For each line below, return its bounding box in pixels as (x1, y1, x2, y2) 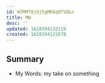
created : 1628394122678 (6, 32, 67, 38)
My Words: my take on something (15, 70, 100, 77)
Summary (6, 54, 44, 64)
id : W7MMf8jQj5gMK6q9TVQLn (6, 8, 75, 15)
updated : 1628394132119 (6, 25, 67, 32)
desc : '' (6, 20, 29, 26)
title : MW (6, 15, 32, 21)
